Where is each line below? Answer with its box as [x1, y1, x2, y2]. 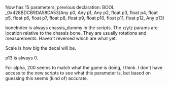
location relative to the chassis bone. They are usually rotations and [5, 30, 147, 36]
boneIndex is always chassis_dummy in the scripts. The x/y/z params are [5, 25, 158, 31]
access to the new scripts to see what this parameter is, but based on [5, 70, 151, 76]
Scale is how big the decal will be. [5, 45, 76, 51]
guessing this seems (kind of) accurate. [5, 75, 88, 81]
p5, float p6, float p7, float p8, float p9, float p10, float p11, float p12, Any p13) [5, 15, 165, 21]
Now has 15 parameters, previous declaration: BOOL [5, 5, 115, 10]
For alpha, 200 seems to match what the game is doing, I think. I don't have [5, 65, 163, 70]
